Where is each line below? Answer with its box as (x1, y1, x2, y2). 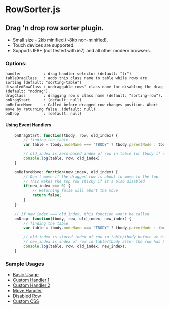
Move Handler (12, 288, 42, 294)
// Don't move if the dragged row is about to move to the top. (23, 174, 161, 179)
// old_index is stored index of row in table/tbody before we (23, 235, 158, 240)
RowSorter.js (5, 4, 61, 15)
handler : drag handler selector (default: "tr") (5, 71, 132, 76)
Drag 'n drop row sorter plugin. (5, 24, 104, 32)
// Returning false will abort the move (32, 188, 118, 193)
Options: (5, 60, 27, 67)
